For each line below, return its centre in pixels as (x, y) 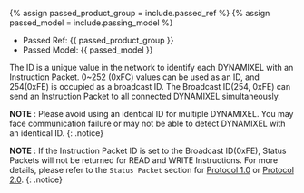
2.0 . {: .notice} (36, 179)
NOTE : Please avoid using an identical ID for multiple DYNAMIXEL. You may (152, 114)
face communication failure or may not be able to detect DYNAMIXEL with (147, 123)
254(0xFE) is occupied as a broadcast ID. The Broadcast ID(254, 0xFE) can (150, 87)
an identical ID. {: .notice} (57, 133)
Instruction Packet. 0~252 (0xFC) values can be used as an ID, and (135, 77)
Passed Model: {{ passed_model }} (88, 50)
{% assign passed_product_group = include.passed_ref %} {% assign (140, 13)
